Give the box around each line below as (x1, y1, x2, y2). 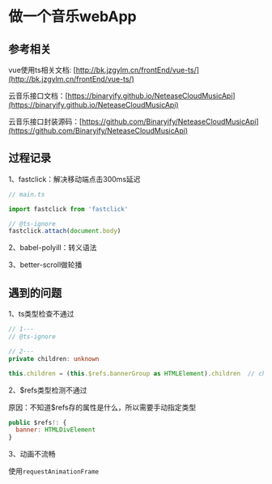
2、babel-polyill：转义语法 (8, 243, 97, 253)
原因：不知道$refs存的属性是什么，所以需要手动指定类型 (8, 402, 197, 412)
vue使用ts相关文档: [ (8, 66, 77, 74)
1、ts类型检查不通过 (8, 309, 74, 319)
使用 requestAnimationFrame (8, 466, 100, 476)
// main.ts (8, 190, 45, 198)
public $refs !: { (8, 418, 67, 427)
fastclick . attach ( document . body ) (8, 227, 121, 236)
